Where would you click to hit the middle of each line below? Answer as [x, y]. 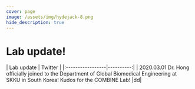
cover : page [21, 11]
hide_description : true [35, 22]
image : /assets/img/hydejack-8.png [50, 17]
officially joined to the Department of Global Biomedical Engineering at [92, 74]
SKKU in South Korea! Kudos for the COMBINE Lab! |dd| [74, 80]
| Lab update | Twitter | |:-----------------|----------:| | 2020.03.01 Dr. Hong [98, 67]
